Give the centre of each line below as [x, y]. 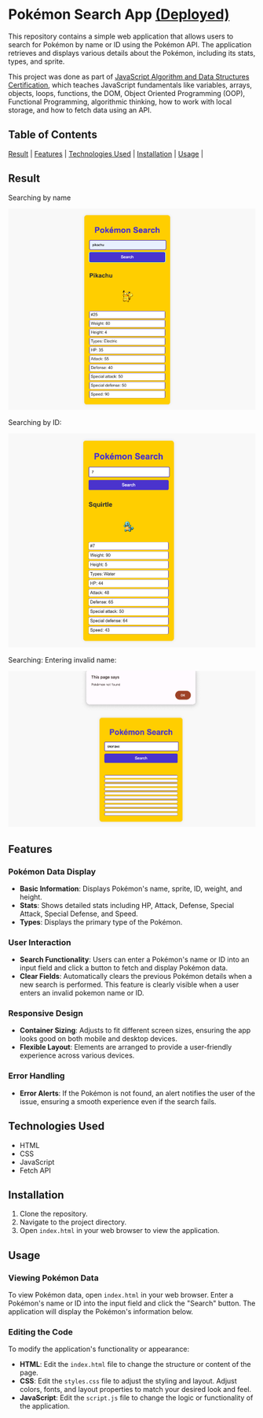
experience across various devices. [77, 1055]
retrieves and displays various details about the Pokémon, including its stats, [132, 53]
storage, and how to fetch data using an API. [80, 110]
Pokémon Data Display [52, 871]
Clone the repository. [53, 1214]
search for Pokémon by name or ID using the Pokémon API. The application [130, 44]
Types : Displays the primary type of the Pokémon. [101, 921]
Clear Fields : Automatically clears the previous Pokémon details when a [136, 977]
